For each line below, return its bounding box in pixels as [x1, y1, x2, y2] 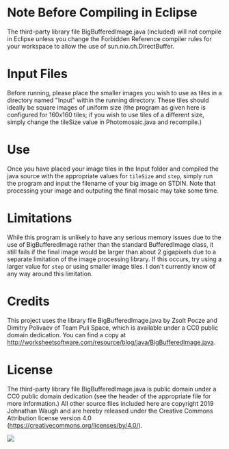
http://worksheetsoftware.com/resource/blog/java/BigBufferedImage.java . [7, 338, 216, 346]
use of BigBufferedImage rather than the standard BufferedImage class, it [7, 240, 214, 248]
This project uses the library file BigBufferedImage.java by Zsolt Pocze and [7, 316, 217, 324]
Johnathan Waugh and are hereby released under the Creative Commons [7, 406, 213, 415]
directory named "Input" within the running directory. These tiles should [7, 96, 210, 104]
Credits [7, 293, 50, 309]
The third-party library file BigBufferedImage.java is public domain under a [7, 385, 217, 393]
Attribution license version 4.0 [7, 413, 92, 422]
